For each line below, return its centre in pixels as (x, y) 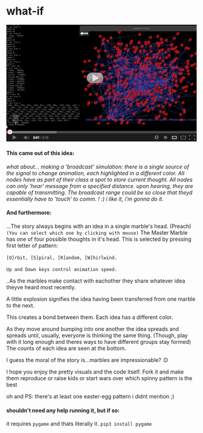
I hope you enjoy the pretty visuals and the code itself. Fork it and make (95, 372)
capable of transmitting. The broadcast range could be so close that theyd (99, 192)
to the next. (21, 305)
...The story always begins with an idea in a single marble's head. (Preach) (99, 226)
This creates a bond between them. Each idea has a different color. (90, 317)
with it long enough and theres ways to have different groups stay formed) (99, 341)
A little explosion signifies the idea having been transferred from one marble (101, 299)
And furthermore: (29, 213)
